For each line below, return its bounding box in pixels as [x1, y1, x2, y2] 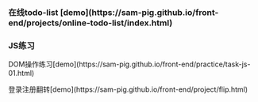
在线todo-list [8, 6, 59, 17]
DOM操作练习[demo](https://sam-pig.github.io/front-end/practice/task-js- [8, 59, 251, 69]
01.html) [8, 69, 35, 78]
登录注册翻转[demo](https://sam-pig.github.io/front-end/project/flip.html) [8, 85, 248, 94]
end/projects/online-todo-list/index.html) [8, 17, 173, 28]
